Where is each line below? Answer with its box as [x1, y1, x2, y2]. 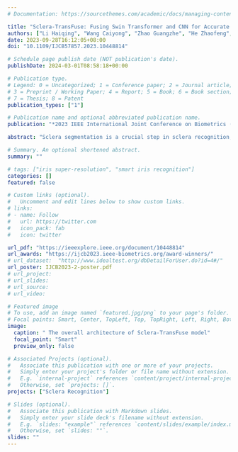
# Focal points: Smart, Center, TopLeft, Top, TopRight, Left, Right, [7, 316, 220, 323]
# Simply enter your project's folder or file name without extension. [7, 368, 230, 375]
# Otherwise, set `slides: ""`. [7, 427, 110, 434]
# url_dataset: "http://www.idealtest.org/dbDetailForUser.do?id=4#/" [7, 257, 223, 264]
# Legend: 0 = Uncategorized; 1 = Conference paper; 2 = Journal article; [7, 81, 233, 89]
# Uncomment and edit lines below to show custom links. [7, 198, 186, 205]
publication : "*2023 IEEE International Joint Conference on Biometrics [7, 121, 227, 128]
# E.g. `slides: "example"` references [7, 421, 132, 428]
